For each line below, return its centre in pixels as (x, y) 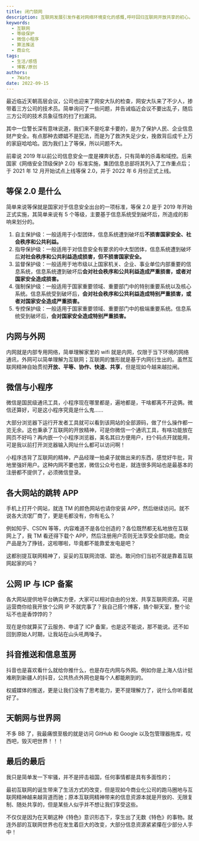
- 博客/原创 (24, 67)
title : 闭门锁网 (24, 12)
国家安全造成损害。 (38, 279)
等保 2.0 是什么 (34, 192)
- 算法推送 (23, 45)
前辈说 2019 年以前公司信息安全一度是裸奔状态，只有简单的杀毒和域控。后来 (99, 156)
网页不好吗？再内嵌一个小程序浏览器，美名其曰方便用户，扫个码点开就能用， (99, 438)
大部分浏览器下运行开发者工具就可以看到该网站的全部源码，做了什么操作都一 (99, 423)
